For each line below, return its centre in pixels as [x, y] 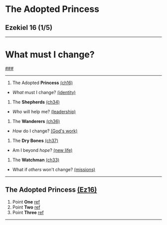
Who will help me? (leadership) [44, 112]
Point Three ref [28, 212]
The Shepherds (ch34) [36, 102]
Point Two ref [26, 207]
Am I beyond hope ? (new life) [42, 150]
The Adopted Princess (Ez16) [51, 190]
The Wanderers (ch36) [36, 121]
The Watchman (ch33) [36, 160]
